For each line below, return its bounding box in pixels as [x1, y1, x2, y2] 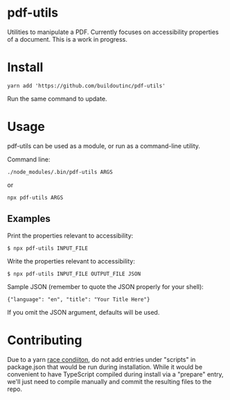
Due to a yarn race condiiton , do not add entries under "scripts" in [7, 355, 196, 363]
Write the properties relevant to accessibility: [7, 256, 135, 265]
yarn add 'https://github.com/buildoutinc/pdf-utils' [7, 82, 166, 89]
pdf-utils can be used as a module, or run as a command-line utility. [7, 141, 201, 150]
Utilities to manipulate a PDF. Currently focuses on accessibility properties [7, 28, 220, 36]
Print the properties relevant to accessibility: [7, 231, 134, 240]
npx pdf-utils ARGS [7, 194, 64, 201]
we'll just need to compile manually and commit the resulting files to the [7, 377, 212, 385]
